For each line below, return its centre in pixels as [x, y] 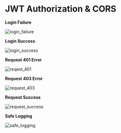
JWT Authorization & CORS [61, 9]
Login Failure [18, 22]
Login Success [20, 41]
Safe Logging [19, 116]
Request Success [23, 97]
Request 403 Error [24, 78]
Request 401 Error [23, 59]
